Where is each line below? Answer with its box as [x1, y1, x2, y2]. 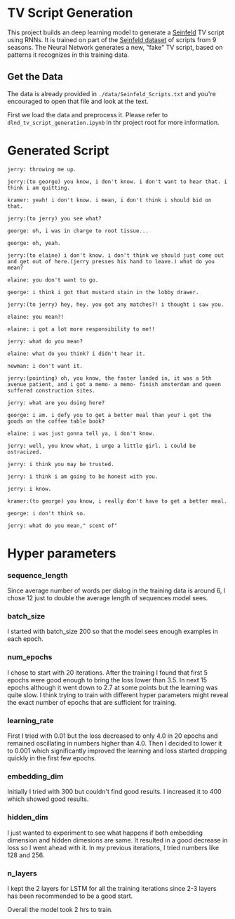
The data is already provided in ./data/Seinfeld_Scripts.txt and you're [7, 89, 216, 98]
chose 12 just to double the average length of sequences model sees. [7, 594, 208, 602]
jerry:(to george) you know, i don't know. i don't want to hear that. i [7, 178, 228, 185]
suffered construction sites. [7, 387, 96, 394]
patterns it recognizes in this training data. [7, 51, 130, 59]
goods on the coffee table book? [7, 418, 105, 425]
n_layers [7, 868, 37, 878]
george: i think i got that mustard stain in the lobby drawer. [7, 289, 199, 296]
